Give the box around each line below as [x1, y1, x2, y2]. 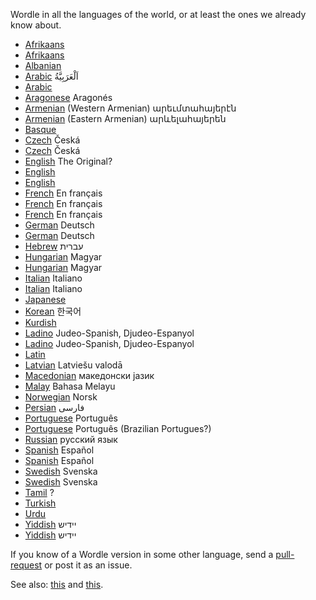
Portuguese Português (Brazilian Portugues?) [24, 423, 212, 434]
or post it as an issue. [44, 559, 133, 571]
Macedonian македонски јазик [24, 370, 155, 381]
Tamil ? [24, 487, 55, 498]
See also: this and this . [10, 579, 104, 590]
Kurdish [24, 317, 57, 328]
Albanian [24, 60, 62, 71]
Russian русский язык [24, 434, 118, 445]
